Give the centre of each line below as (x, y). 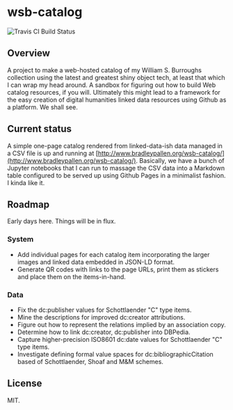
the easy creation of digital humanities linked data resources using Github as (117, 100)
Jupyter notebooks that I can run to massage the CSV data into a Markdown (116, 168)
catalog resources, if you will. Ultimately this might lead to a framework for (114, 92)
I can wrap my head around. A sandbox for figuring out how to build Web (112, 85)
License (25, 384)
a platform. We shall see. (42, 107)
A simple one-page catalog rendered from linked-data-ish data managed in (115, 145)
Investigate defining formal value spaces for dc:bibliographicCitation (115, 354)
